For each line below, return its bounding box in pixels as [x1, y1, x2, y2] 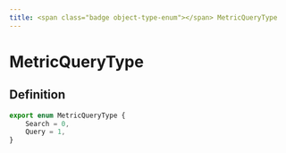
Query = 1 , [25, 127, 66, 137]
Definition [9, 87, 65, 103]
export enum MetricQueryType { [9, 111, 126, 120]
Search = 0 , [25, 119, 70, 128]
